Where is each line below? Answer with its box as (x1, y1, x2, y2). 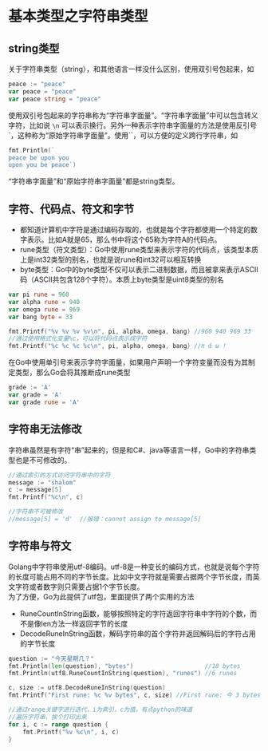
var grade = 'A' (8, 391, 62, 399)
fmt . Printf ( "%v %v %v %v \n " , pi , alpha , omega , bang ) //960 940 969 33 (8, 327, 251, 335)
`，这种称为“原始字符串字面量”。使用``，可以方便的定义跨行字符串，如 (8, 130, 238, 140)
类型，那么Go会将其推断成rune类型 (14, 368, 131, 377)
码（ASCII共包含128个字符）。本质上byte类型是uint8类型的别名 (19, 275, 225, 284)
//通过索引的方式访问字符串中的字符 (8, 471, 111, 479)
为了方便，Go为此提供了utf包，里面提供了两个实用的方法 (8, 591, 195, 601)
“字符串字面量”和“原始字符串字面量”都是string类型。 (8, 176, 179, 186)
